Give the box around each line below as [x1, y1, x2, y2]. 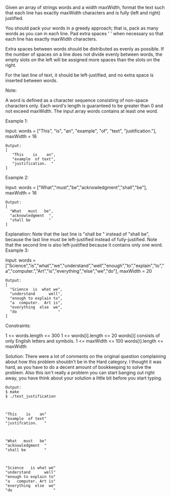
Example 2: [5, 175, 29, 180]
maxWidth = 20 [119, 268, 152, 274]
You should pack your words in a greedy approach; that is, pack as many [5, 25, 159, 31]
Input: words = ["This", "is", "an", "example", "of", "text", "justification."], [5, 128, 157, 134]
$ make [5, 389, 19, 394]
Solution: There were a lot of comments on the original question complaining [5, 353, 166, 359]
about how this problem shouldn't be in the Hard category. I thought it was [5, 359, 162, 365]
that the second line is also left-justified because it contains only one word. [5, 242, 163, 248]
